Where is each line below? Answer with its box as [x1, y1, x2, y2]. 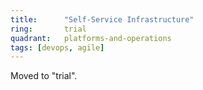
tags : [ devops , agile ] [10, 42, 105, 53]
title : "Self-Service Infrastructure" [10, 14, 195, 25]
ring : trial [10, 24, 87, 34]
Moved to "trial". [10, 70, 78, 82]
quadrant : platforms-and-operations [10, 33, 172, 43]
